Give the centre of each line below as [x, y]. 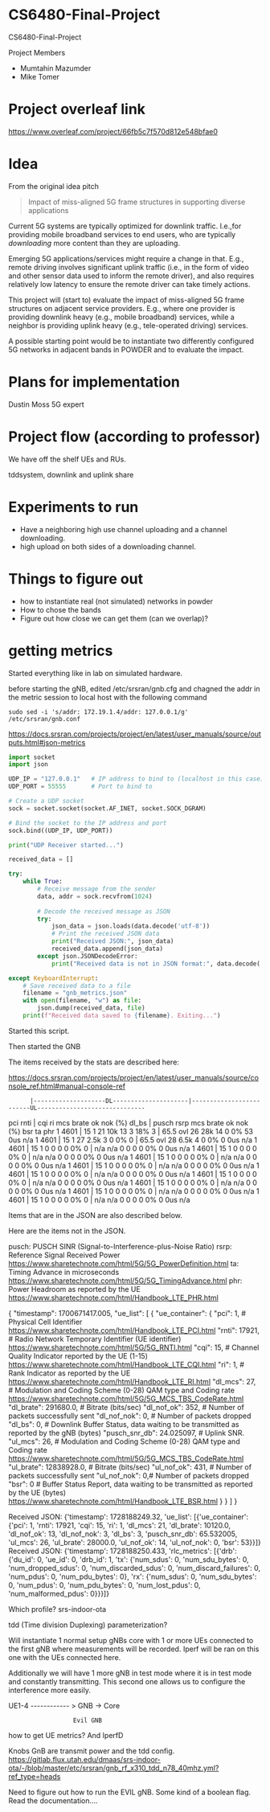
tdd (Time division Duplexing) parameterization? [88, 1625]
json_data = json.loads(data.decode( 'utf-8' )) [131, 926]
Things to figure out [76, 578]
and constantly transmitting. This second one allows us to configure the [127, 1681]
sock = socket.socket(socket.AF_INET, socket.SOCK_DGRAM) [107, 808]
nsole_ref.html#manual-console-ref [67, 1086]
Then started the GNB [45, 1046]
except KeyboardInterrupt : [53, 978]
